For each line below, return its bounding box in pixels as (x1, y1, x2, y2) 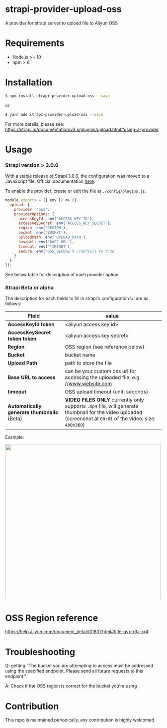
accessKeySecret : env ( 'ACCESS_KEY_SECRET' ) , (18, 221, 112, 226)
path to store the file (65, 360, 112, 366)
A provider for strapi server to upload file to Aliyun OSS (5, 20, 118, 26)
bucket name (65, 352, 95, 359)
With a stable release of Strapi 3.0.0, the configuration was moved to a (5, 173, 150, 179)
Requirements (5, 37, 65, 49)
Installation (5, 77, 53, 88)
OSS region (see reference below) (65, 344, 145, 351)
